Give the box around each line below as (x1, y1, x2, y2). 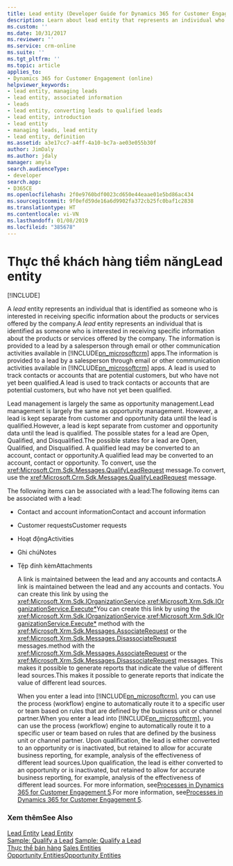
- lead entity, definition (7, 133, 85, 140)
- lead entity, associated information (7, 95, 123, 102)
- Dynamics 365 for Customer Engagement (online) (7, 74, 154, 82)
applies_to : (7, 68, 42, 75)
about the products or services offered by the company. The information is (7, 335, 221, 343)
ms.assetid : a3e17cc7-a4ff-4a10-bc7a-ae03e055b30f (7, 140, 157, 147)
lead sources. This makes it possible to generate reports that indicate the (17, 671, 224, 680)
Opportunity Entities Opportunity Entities (7, 851, 121, 859)
